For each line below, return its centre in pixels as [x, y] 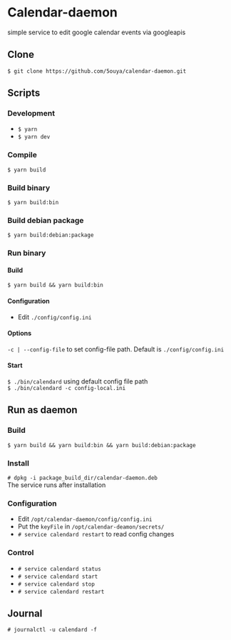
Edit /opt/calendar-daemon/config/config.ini [85, 519]
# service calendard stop [56, 584]
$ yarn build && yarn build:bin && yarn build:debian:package [102, 445]
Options [20, 334]
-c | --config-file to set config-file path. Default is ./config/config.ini [116, 349]
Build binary [29, 188]
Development [31, 114]
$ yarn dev [34, 137]
